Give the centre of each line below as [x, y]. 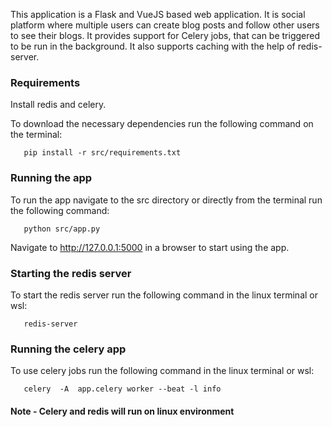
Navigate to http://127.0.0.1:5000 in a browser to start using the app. [150, 247]
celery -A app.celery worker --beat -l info [122, 389]
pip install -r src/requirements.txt [102, 153]
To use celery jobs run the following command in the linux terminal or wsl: [162, 371]
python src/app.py [62, 229]
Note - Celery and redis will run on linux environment [122, 411]
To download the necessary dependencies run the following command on [162, 124]
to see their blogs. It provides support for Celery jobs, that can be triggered [165, 35]
